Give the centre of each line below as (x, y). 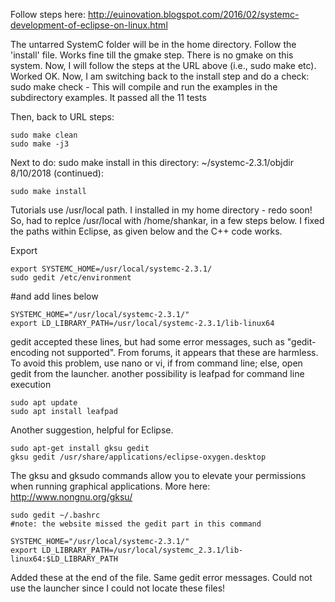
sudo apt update (44, 403)
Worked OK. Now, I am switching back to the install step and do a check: (160, 76)
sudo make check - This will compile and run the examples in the (144, 87)
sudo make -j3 (40, 144)
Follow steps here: (48, 14)
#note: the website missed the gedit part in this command (136, 524)
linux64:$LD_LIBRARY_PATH (64, 559)
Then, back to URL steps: (62, 117)
